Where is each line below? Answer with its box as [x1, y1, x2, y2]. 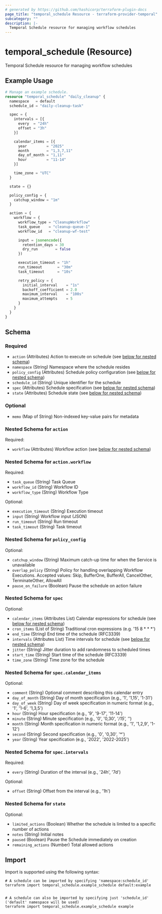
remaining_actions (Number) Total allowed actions [12, 842, 113, 848]
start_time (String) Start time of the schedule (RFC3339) [12, 652, 127, 657]
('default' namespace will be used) [5, 900, 79, 905]
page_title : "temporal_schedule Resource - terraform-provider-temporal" [5, 12, 158, 17]
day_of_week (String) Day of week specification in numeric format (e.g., [12, 700, 154, 706]
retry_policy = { [18, 278, 54, 283]
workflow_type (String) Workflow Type [12, 489, 89, 495]
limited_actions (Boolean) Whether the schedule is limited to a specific [12, 821, 156, 827]
